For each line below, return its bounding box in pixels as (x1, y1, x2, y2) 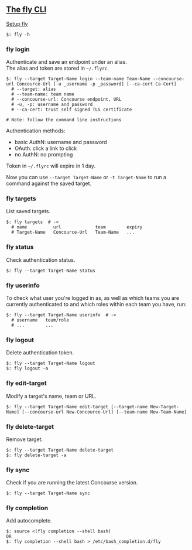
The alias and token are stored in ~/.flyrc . (6, 64, 109, 72)
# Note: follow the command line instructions (6, 117, 122, 123)
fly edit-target (6, 379, 47, 387)
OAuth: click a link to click (14, 145, 77, 152)
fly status (6, 243, 34, 251)
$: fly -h (6, 32, 30, 37)
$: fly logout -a (6, 365, 49, 371)
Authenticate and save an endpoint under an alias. (6, 59, 127, 66)
